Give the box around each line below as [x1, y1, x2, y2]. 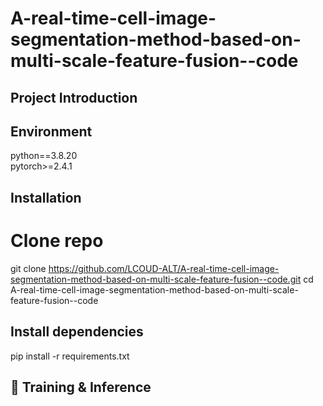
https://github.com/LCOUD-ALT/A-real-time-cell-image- [48, 262, 280, 274]
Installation [10, 189, 82, 206]
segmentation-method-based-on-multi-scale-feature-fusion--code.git [10, 273, 302, 285]
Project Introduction [10, 89, 138, 106]
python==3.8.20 [10, 150, 78, 162]
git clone [10, 262, 47, 274]
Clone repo [10, 229, 104, 252]
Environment [10, 123, 93, 140]
